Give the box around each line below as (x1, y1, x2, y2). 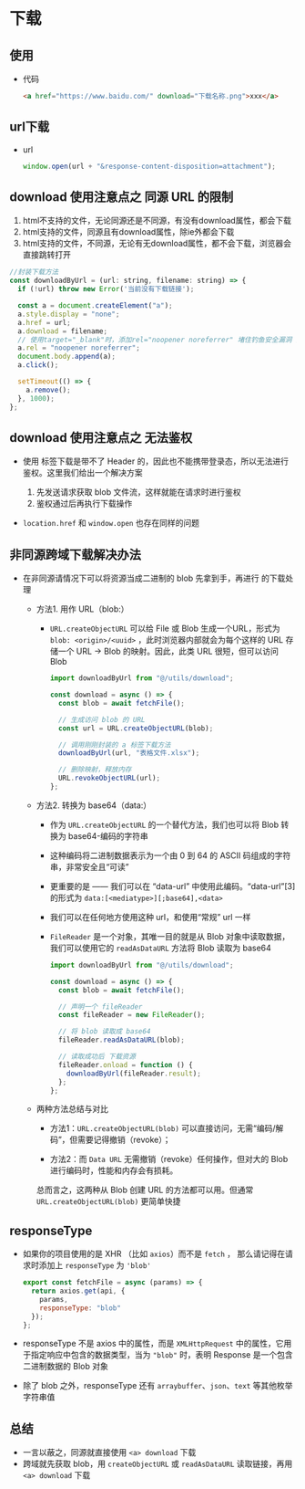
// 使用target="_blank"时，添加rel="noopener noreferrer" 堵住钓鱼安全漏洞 (17, 335, 292, 344)
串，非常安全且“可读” (49, 861, 129, 872)
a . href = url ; (17, 318, 71, 327)
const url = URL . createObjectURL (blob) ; (57, 723, 214, 733)
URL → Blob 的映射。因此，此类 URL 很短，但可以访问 (76, 645, 280, 657)
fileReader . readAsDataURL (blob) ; (57, 1035, 185, 1045)
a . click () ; (17, 361, 59, 370)
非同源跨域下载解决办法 (9, 547, 141, 562)
